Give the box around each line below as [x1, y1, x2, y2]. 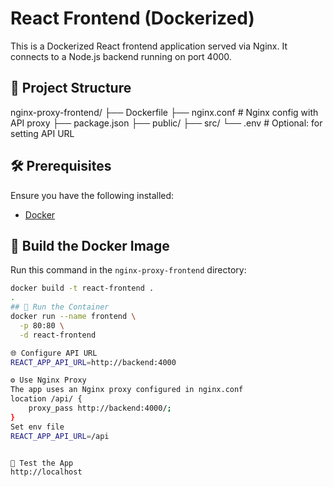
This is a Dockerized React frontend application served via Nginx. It [10, 40, 288, 52]
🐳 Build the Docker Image [10, 237, 170, 254]
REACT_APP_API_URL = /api [10, 431, 110, 441]
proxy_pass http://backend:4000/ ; [28, 403, 172, 413]
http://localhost [10, 467, 83, 477]
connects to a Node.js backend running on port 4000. [10, 50, 232, 62]
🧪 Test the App [10, 458, 74, 468]
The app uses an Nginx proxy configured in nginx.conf [10, 385, 244, 395]
